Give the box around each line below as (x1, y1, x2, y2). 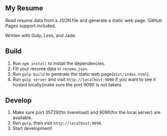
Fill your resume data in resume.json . (12, 65, 89, 72)
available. (12, 115, 33, 121)
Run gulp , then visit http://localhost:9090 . (12, 120, 103, 126)
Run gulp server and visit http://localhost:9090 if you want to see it (12, 76, 156, 82)
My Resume (5, 4, 43, 13)
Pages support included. (5, 23, 56, 29)
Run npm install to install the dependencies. (12, 60, 106, 66)
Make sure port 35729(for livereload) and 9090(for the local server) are (12, 109, 161, 115)
